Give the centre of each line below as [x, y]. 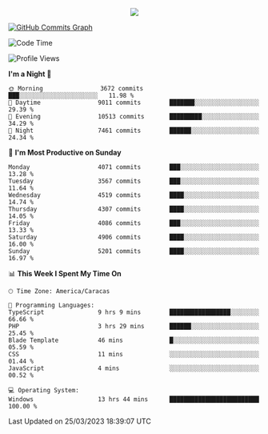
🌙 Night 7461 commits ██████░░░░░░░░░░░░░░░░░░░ [134, 131]
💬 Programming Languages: [51, 305]
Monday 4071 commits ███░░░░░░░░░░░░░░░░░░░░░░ [134, 167]
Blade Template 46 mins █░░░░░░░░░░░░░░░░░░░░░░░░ [134, 340]
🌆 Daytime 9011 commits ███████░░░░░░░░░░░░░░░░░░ [134, 102]
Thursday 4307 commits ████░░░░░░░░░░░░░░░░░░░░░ [134, 209]
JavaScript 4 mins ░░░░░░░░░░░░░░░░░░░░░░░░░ [134, 368]
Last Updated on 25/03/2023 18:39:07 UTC [80, 421]
